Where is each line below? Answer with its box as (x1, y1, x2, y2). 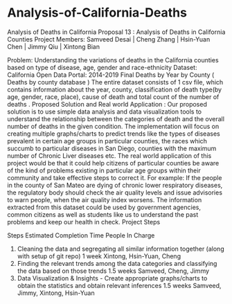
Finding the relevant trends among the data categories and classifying (17, 259, 217, 267)
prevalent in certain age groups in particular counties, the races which (7, 136, 208, 145)
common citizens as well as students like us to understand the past (7, 210, 199, 219)
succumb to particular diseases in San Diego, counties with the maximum (7, 144, 217, 152)
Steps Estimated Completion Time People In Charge (7, 231, 155, 240)
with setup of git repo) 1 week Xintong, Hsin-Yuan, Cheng (17, 251, 181, 260)
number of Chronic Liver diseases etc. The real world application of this (7, 151, 212, 160)
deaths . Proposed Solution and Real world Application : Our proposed (7, 100, 208, 108)
